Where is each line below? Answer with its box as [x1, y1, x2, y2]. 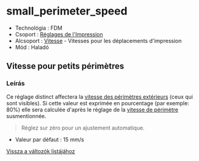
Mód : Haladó [15, 44, 49, 51]
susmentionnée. [6, 112, 47, 119]
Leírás [6, 79, 25, 88]
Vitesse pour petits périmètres [6, 61, 124, 71]
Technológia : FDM [15, 24, 62, 31]
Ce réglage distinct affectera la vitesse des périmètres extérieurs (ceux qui [6, 93, 193, 100]
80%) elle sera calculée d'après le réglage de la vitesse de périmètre [6, 106, 179, 113]
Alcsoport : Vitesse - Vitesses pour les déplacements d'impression [15, 37, 182, 44]
